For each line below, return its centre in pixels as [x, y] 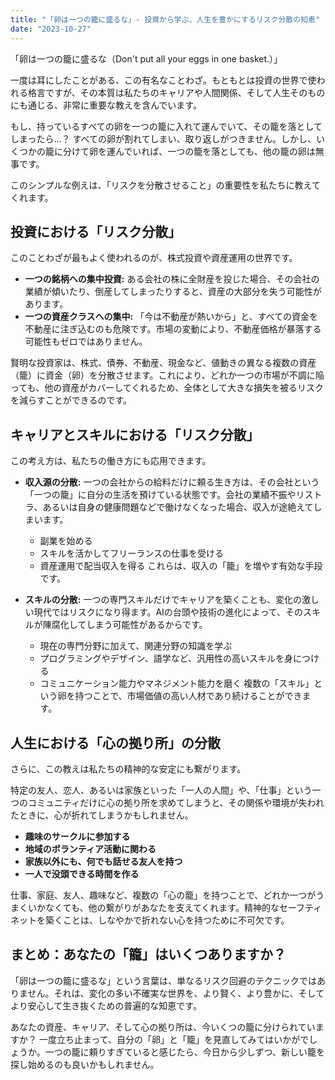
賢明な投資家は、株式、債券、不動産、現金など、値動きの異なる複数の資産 [163, 363]
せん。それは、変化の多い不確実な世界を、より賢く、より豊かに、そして [176, 993]
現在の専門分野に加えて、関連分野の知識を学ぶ [136, 646]
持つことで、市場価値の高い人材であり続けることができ [188, 696]
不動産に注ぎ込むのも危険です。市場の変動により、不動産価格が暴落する [173, 329]
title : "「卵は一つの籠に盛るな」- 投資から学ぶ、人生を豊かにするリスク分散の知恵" [165, 19]
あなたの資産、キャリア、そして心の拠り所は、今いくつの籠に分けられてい [163, 1027]
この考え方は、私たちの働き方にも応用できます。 [111, 461]
